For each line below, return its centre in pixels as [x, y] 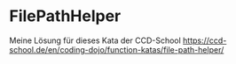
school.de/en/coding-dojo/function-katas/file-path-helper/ [117, 49]
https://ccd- [205, 40]
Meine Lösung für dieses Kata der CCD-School [95, 40]
